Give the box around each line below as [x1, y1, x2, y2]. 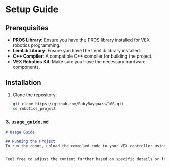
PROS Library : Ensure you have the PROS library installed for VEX [12, 37, 150, 43]
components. [12, 64, 40, 70]
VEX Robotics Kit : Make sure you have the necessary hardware [12, 59, 146, 64]
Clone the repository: [12, 92, 57, 98]
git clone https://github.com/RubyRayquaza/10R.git [12, 101, 124, 106]
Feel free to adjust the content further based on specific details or [5, 157, 159, 162]
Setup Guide [5, 4, 59, 15]
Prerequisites [5, 24, 49, 32]
